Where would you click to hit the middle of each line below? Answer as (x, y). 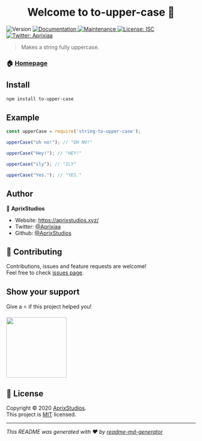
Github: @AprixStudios (43, 233)
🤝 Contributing (34, 252)
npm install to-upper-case (40, 99)
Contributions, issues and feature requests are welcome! (76, 266)
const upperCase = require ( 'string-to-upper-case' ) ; (74, 132)
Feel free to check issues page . (45, 273)
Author (20, 194)
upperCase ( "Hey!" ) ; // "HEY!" (44, 153)
